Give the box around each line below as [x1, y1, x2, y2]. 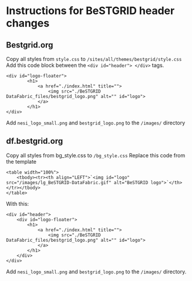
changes [6, 16, 50, 30]
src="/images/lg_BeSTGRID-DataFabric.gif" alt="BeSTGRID [6, 180, 149, 185]
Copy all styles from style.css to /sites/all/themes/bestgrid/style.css [6, 56, 182, 62]
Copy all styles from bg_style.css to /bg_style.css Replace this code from [6, 151, 186, 159]
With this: [6, 200, 29, 207]
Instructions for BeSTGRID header [6, 4, 175, 18]
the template [6, 158, 37, 165]
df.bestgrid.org [6, 136, 63, 146]
